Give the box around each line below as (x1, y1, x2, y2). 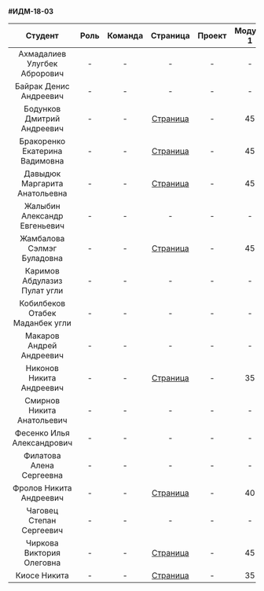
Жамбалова (19, 233, 65, 244)
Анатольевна (16, 188, 68, 199)
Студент (25, 31, 59, 41)
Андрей (27, 340, 57, 351)
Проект (197, 31, 227, 41)
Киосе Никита (15, 570, 69, 581)
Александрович (12, 438, 73, 448)
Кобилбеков (19, 298, 66, 309)
